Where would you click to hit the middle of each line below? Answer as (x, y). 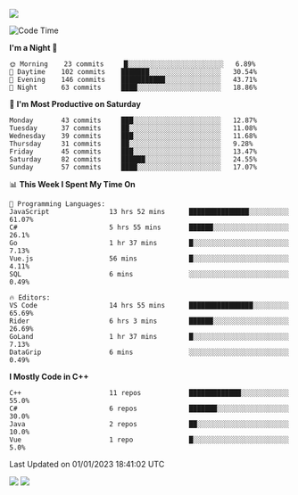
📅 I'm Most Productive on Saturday (75, 104)
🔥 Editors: (30, 298)
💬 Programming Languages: (57, 204)
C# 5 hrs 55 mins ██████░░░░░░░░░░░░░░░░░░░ (149, 227)
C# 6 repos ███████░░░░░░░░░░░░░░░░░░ (149, 408)
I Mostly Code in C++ (49, 376)
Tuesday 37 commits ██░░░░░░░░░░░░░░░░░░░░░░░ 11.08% (133, 128)
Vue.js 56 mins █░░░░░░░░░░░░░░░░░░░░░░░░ (149, 259)
